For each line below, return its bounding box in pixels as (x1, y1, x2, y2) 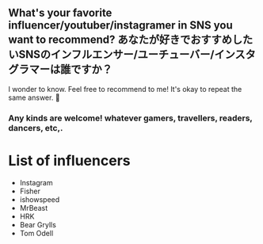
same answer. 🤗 (8, 93, 61, 102)
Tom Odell (19, 228, 54, 238)
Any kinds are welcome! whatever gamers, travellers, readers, (8, 112, 253, 124)
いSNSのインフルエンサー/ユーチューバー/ (8, 48, 215, 62)
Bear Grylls (19, 219, 57, 229)
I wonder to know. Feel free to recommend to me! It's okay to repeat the (8, 84, 242, 93)
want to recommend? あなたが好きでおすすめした (8, 33, 253, 47)
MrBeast (19, 203, 48, 212)
